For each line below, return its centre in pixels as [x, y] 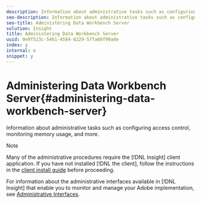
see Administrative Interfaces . [43, 194]
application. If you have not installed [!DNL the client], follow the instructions [100, 163]
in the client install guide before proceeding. [60, 170]
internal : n [21, 51]
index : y [17, 45]
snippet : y [20, 56]
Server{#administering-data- [81, 98]
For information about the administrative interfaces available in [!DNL [91, 181]
